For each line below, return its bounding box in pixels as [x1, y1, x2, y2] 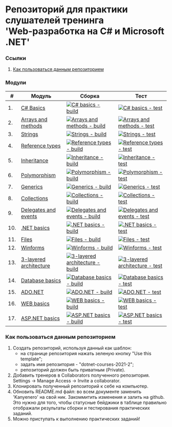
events [21, 212, 37, 220]
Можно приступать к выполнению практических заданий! [12, 416, 140, 422]
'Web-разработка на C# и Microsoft [5, 26, 165, 37]
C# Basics [21, 104, 46, 111]
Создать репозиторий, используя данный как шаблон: [12, 345, 132, 351]
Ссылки [5, 55, 27, 62]
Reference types [21, 142, 61, 149]
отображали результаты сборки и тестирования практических [12, 405, 150, 411]
